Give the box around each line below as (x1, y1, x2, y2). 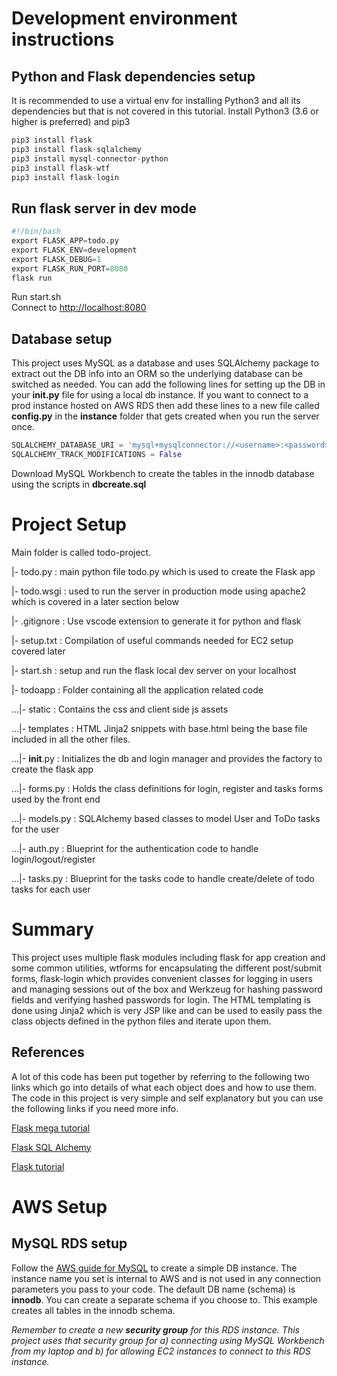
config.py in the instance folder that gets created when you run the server (11, 410, 320, 422)
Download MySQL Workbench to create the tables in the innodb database (11, 468, 315, 479)
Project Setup (11, 513, 128, 536)
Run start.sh (11, 291, 62, 303)
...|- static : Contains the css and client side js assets (11, 703, 229, 715)
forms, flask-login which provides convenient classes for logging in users (11, 972, 313, 984)
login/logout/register (11, 853, 96, 865)
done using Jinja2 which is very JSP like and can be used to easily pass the (11, 1004, 323, 1016)
